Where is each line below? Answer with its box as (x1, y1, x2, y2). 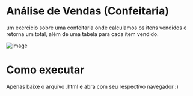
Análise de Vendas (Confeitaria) (6, 4, 170, 18)
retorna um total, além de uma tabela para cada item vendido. (6, 30, 159, 37)
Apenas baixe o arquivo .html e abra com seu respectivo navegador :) (6, 83, 179, 90)
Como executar (6, 63, 85, 77)
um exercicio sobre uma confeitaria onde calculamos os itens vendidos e (6, 24, 187, 31)
